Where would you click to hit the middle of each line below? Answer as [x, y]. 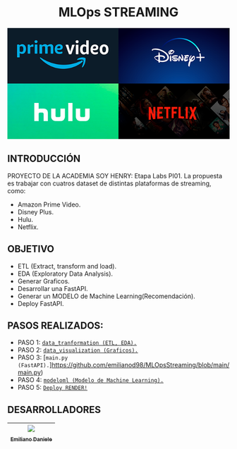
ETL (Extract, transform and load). [67, 266]
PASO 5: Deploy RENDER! [53, 388]
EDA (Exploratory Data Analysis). [65, 273]
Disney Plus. [36, 211]
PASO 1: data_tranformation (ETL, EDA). [77, 343]
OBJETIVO [31, 249]
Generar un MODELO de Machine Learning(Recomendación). [106, 296]
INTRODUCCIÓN [44, 159]
